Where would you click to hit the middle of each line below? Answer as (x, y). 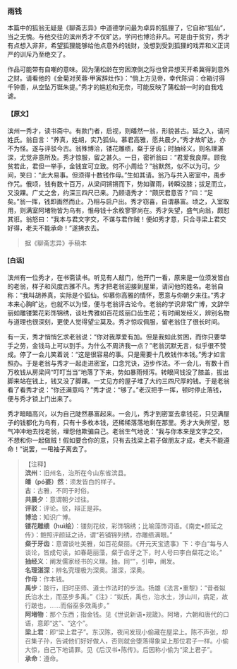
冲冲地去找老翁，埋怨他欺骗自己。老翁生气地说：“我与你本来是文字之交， (120, 431)
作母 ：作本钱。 (46, 578)
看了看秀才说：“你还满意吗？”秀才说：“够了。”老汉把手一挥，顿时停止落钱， (116, 390)
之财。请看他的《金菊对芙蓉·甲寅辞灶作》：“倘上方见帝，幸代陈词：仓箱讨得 (116, 78)
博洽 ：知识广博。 (49, 517)
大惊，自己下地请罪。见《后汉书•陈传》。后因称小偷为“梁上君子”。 (120, 649)
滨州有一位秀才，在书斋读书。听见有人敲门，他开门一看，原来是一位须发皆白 (119, 277)
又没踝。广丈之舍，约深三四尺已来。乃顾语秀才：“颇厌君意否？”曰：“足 (110, 192)
